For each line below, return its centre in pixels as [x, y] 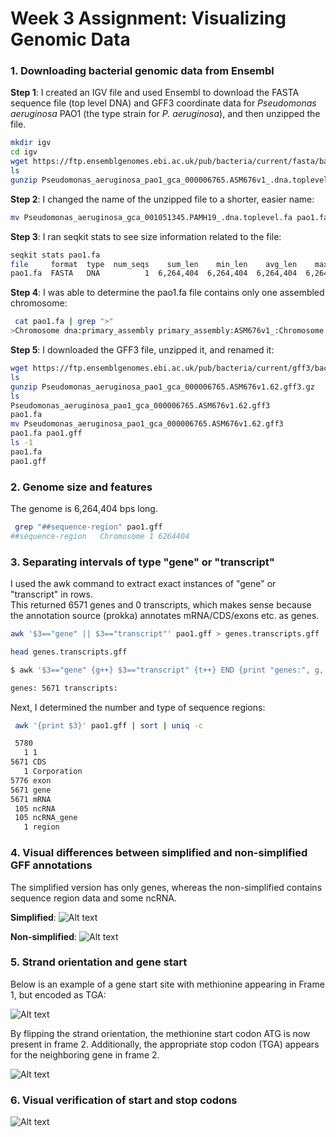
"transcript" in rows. [51, 594]
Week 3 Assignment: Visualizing [148, 18]
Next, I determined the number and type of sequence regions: [138, 707]
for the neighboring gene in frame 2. [85, 1054]
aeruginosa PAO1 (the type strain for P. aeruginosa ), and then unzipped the [165, 114]
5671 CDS [28, 762]
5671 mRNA [31, 799]
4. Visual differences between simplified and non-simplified [159, 853]
